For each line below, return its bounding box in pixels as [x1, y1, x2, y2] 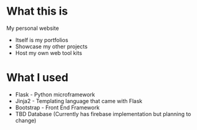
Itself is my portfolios [15, 36, 69, 43]
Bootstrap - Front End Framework [15, 104, 100, 111]
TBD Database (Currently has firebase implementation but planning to [15, 110, 191, 117]
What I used [6, 71, 69, 85]
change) [15, 117, 37, 124]
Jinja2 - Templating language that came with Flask [15, 97, 143, 104]
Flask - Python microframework [15, 90, 95, 98]
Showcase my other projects [15, 43, 87, 50]
